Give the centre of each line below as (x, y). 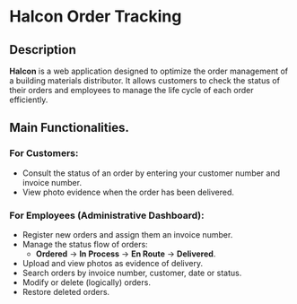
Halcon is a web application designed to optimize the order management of (149, 71)
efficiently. (29, 100)
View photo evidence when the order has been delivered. (128, 192)
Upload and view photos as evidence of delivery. (113, 263)
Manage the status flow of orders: (85, 244)
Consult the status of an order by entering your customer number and (151, 173)
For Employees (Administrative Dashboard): (107, 215)
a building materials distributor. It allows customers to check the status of (145, 81)
